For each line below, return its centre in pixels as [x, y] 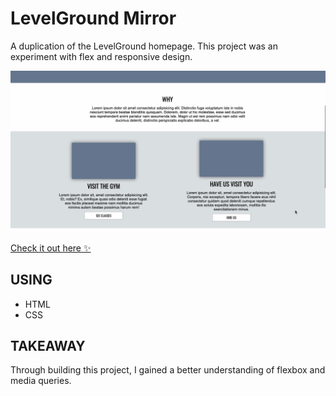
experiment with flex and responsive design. [101, 56]
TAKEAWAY [48, 346]
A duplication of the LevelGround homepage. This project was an [144, 46]
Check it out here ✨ [51, 248]
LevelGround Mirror [93, 18]
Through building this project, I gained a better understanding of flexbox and [168, 370]
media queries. [41, 381]
